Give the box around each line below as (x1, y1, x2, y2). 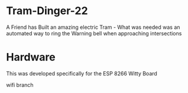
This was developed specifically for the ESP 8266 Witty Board (6, 69, 158, 77)
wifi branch (6, 81, 34, 88)
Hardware (6, 51, 56, 64)
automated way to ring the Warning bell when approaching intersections (6, 29, 182, 36)
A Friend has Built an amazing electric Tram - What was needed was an (6, 24, 180, 31)
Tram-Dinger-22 (6, 4, 88, 18)
